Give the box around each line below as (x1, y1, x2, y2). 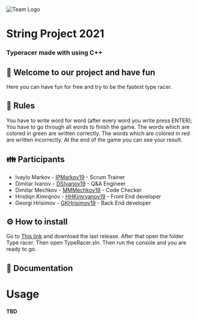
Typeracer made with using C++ (6, 48, 103, 57)
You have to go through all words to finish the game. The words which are (6, 123, 190, 130)
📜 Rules (6, 100, 35, 111)
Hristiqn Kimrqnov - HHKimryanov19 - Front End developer (14, 192, 162, 200)
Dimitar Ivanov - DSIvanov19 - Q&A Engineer (14, 180, 126, 187)
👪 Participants (6, 154, 65, 165)
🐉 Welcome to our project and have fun (6, 67, 156, 77)
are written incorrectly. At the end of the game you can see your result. (6, 136, 183, 143)
